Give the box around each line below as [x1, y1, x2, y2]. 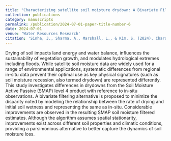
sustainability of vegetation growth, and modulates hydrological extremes [5, 55, 159, 61]
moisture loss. [5, 131, 35, 137]
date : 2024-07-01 [5, 26, 42, 32]
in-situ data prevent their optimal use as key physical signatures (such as [5, 71, 159, 77]
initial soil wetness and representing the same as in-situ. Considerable [5, 104, 153, 110]
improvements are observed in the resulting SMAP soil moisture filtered [5, 109, 155, 115]
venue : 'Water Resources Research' [5, 31, 81, 36]
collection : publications [5, 12, 60, 17]
